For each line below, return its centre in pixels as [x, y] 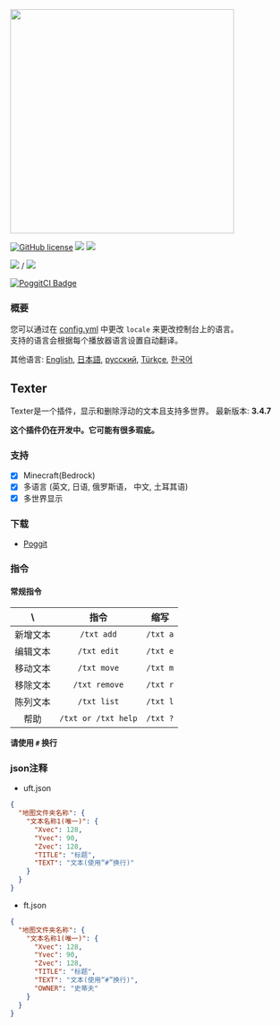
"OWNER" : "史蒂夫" [66, 988]
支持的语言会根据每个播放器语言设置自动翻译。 [96, 341]
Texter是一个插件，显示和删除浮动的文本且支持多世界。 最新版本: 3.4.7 [141, 411]
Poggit [35, 543]
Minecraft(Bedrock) [59, 475]
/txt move [98, 668]
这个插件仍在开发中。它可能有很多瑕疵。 [85, 430]
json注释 [29, 768]
